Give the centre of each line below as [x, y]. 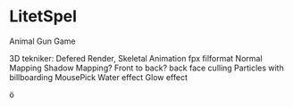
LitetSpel [43, 16]
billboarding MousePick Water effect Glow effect [99, 77]
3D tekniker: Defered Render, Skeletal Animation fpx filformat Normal [136, 58]
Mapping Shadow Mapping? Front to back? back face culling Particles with [146, 68]
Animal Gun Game [42, 41]
